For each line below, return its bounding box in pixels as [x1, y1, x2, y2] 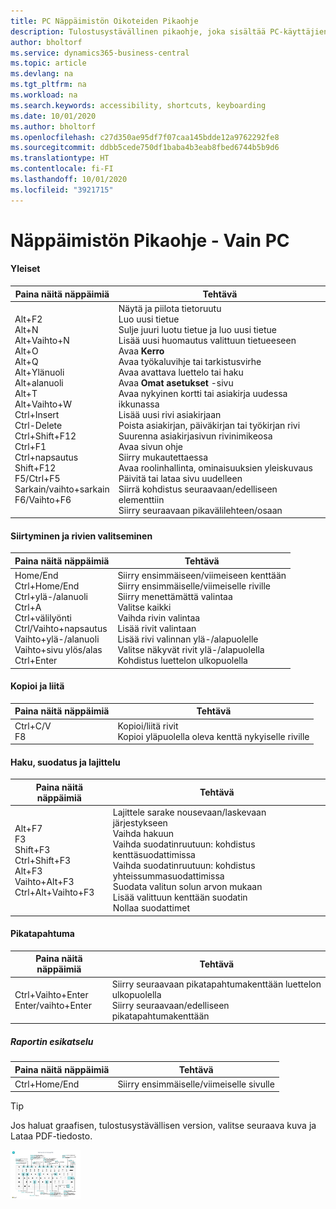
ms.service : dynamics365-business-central [10, 48, 190, 58]
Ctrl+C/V [14, 720, 52, 732]
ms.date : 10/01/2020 [10, 111, 97, 121]
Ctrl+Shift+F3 [14, 854, 72, 866]
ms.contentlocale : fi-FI [10, 164, 114, 174]
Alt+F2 [14, 313, 43, 325]
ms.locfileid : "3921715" [10, 185, 114, 195]
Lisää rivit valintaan [117, 623, 197, 635]
